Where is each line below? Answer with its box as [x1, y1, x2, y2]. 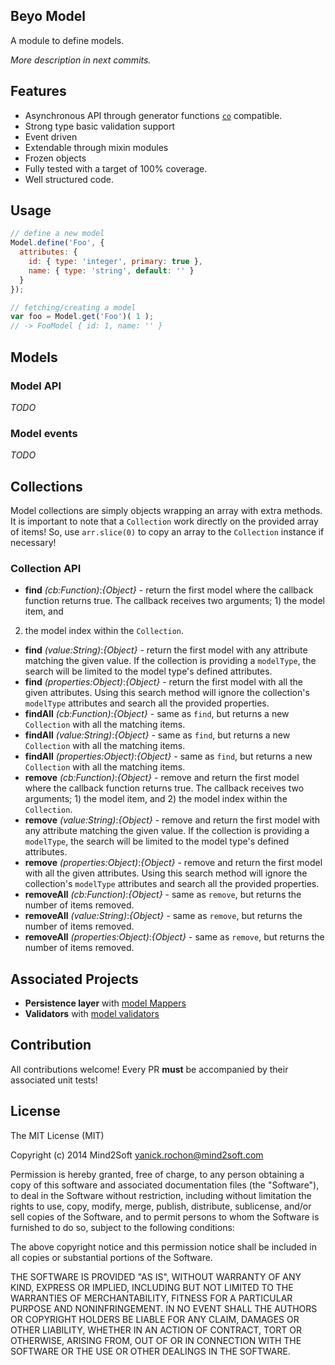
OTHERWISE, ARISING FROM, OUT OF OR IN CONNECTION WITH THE [10, 1334, 302, 1346]
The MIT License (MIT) [10, 1129, 105, 1141]
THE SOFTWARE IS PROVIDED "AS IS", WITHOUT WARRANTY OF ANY [10, 1270, 302, 1283]
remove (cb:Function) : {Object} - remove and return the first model [24, 772, 300, 784]
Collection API [10, 561, 82, 575]
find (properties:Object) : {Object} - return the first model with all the [24, 676, 304, 688]
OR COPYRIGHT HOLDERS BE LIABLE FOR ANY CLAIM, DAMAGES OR [10, 1313, 300, 1325]
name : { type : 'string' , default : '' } [28, 265, 195, 276]
